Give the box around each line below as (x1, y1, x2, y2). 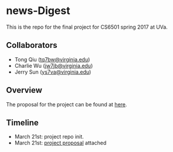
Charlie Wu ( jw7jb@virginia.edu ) (14, 62, 93, 69)
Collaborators (6, 40, 57, 50)
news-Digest (6, 4, 70, 18)
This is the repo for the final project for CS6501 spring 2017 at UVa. (6, 23, 168, 30)
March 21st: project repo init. (14, 133, 84, 140)
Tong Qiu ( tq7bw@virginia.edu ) (14, 56, 90, 63)
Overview (6, 85, 43, 95)
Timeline (6, 118, 39, 127)
